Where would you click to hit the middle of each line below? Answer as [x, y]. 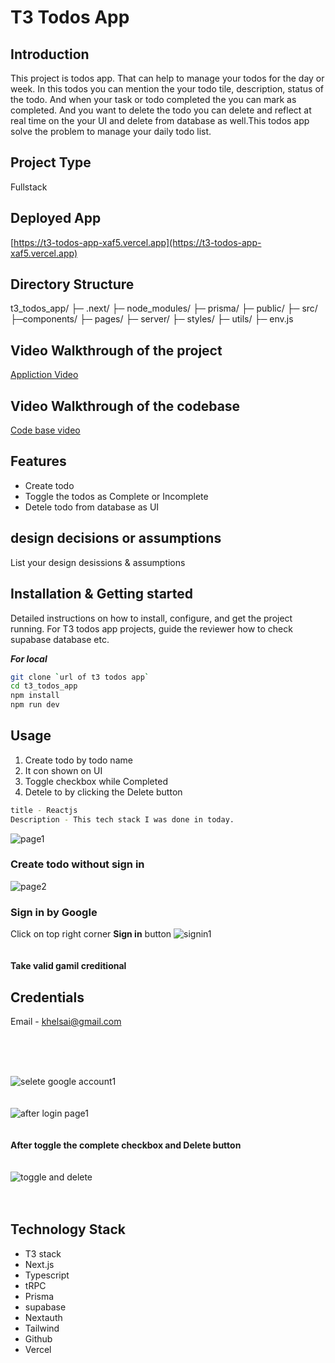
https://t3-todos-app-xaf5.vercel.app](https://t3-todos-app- [137, 242]
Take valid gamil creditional [68, 966]
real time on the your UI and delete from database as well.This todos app [160, 120]
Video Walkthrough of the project [116, 350]
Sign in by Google [54, 912]
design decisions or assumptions [116, 538]
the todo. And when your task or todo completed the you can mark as [153, 99]
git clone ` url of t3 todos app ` [80, 677]
